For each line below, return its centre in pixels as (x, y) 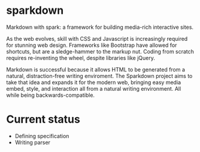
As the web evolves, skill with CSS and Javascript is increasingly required (97, 38)
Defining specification (42, 136)
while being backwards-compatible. (50, 95)
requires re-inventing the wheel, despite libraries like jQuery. (81, 58)
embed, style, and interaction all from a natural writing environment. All (94, 88)
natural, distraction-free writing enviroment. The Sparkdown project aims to (99, 76)
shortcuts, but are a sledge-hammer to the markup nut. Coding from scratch (100, 51)
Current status (43, 119)
